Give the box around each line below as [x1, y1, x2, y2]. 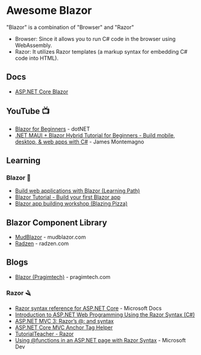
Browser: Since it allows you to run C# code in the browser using [14, 35, 176, 42]
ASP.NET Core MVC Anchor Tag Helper [14, 324, 113, 331]
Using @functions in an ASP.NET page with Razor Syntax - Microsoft [14, 337, 186, 344]
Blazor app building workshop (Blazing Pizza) [14, 200, 128, 207]
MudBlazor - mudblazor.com [14, 233, 86, 241]
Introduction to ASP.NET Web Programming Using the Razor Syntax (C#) [14, 311, 196, 318]
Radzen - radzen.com [14, 240, 69, 247]
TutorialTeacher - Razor [14, 330, 74, 338]
